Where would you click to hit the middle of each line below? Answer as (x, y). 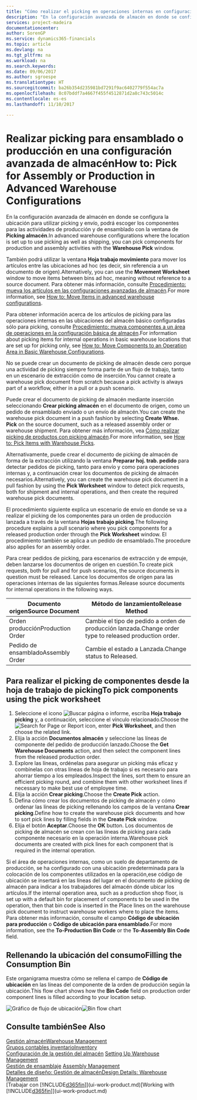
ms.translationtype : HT (35, 83)
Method (137, 611)
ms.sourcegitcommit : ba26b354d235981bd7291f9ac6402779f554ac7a (85, 88)
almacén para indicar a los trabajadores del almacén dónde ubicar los (90, 887)
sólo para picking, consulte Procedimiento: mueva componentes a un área (96, 327)
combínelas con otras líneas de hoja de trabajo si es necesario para (96, 770)
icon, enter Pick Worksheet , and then (130, 726)
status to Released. (111, 656)
